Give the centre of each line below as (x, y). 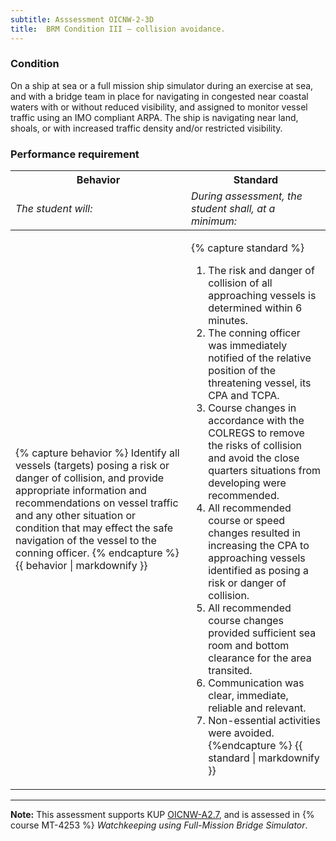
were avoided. (241, 733)
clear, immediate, (248, 696)
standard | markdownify (264, 758)
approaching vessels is (262, 296)
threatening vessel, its (260, 383)
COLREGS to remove (256, 433)
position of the (242, 371)
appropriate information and (81, 491)
